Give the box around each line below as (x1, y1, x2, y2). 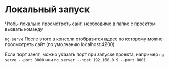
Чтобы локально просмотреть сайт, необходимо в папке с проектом (5, 20, 156, 27)
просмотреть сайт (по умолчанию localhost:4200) (5, 41, 115, 47)
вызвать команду (5, 26, 43, 32)
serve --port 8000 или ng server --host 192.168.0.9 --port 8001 (5, 56, 146, 62)
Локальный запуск (5, 4, 90, 15)
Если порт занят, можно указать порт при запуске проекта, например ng (5, 51, 164, 57)
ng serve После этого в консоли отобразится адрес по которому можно (5, 36, 163, 42)
